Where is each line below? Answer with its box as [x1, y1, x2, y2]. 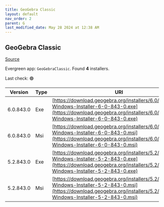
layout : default [5, 12, 38, 17]
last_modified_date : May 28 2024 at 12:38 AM [5, 25, 99, 30]
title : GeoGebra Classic [5, 7, 56, 12]
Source [5, 56, 20, 62]
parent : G [5, 20, 25, 26]
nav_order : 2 [5, 16, 32, 21]
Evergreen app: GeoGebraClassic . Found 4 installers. [5, 65, 110, 71]
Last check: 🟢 [5, 75, 34, 81]
